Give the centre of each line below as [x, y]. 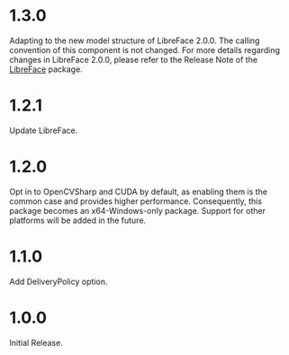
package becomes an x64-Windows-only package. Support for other [137, 210]
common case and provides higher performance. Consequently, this [136, 201]
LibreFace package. [46, 69]
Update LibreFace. [44, 130]
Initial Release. [36, 342]
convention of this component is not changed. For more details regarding [145, 49]
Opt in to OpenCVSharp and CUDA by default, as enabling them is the [139, 191]
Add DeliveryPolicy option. [59, 281]
